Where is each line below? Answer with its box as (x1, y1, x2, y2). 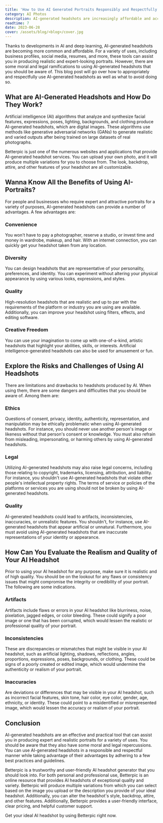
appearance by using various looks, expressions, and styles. (5, 276, 126, 282)
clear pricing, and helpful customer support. (5, 803, 93, 809)
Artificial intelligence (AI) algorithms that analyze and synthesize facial (5, 113, 146, 119)
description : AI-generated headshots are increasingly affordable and (5, 16, 151, 21)
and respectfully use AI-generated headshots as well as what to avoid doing (5, 74, 157, 80)
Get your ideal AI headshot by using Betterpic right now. (5, 813, 117, 819)
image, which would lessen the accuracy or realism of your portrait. (5, 705, 140, 711)
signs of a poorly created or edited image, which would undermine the (5, 661, 146, 667)
